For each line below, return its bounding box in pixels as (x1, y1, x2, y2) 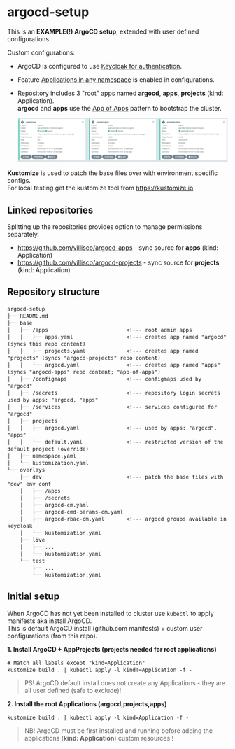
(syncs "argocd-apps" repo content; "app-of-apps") (7, 368, 161, 375)
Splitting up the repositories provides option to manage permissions (7, 223, 203, 231)
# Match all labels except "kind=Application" (7, 659, 145, 666)
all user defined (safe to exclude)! (24, 686, 122, 694)
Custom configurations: (7, 48, 76, 57)
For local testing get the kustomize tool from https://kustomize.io (7, 183, 194, 192)
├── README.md (7, 312, 49, 319)
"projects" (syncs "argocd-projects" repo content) (7, 354, 161, 361)
